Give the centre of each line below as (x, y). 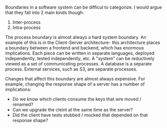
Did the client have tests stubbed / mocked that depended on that (80, 115)
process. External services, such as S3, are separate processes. (71, 69)
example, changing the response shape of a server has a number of (75, 84)
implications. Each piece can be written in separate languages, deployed (80, 53)
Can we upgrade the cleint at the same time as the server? (72, 110)
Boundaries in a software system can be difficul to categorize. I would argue (84, 7)
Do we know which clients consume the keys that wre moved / (77, 99)
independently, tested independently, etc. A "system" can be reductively (80, 58)
